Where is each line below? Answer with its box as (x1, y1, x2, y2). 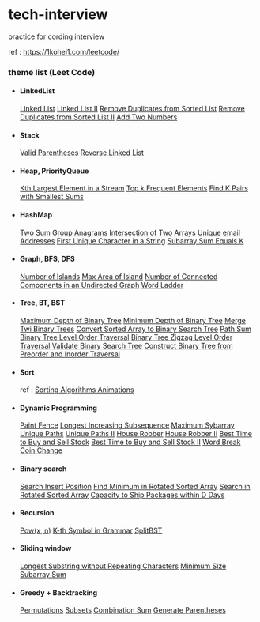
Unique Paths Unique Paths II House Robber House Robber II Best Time (19, 429, 253, 439)
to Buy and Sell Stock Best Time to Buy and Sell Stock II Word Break (19, 437, 241, 447)
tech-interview (8, 6, 108, 24)
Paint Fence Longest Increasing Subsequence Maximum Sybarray (19, 420, 235, 430)
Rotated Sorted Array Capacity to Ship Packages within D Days (19, 490, 225, 499)
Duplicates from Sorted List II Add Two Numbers (19, 112, 178, 122)
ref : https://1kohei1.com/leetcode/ (8, 47, 120, 56)
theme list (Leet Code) (8, 66, 96, 77)
